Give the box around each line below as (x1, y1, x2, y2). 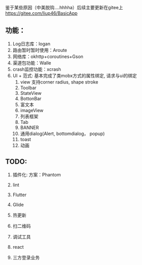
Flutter (12, 192, 27, 198)
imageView (20, 107, 44, 113)
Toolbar (20, 85, 37, 91)
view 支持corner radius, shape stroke (20, 78, 98, 85)
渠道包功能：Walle (12, 60, 51, 66)
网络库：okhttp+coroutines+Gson (12, 53, 83, 60)
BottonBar (20, 95, 42, 101)
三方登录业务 (12, 254, 40, 260)
